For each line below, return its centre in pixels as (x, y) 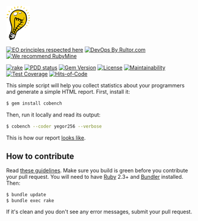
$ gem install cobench (34, 103)
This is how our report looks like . (46, 138)
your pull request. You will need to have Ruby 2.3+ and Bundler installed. (95, 177)
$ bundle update (26, 195)
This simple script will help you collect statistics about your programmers (95, 85)
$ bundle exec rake (30, 201)
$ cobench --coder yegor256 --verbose (54, 126)
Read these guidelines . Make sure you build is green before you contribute (97, 171)
